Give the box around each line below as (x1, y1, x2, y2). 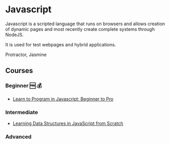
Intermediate (5, 109, 38, 116)
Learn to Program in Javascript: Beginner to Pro (12, 96, 114, 102)
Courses (5, 66, 33, 75)
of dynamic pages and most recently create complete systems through (5, 26, 155, 32)
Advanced (5, 133, 32, 140)
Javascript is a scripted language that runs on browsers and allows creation (5, 21, 165, 27)
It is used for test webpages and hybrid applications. (5, 41, 116, 47)
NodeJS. (5, 31, 24, 38)
